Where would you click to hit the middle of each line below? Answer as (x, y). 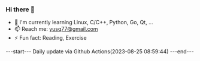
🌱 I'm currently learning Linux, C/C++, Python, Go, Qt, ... (84, 23)
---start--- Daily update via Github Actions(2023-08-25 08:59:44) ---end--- (100, 52)
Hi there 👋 (20, 9)
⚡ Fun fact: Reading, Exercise (51, 38)
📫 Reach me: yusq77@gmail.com (56, 29)
